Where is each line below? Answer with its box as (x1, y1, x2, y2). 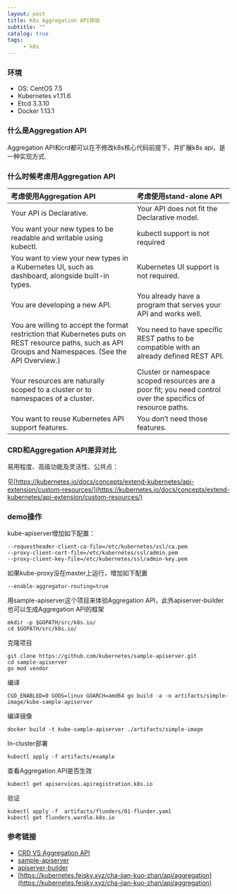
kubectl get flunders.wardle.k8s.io (7, 814, 115, 821)
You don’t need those (136, 414, 208, 424)
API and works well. (136, 309, 202, 318)
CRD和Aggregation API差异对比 (7, 445, 116, 455)
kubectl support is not (136, 228, 209, 238)
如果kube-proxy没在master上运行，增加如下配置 (7, 569, 148, 578)
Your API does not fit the (136, 203, 218, 213)
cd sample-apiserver (7, 659, 68, 666)
